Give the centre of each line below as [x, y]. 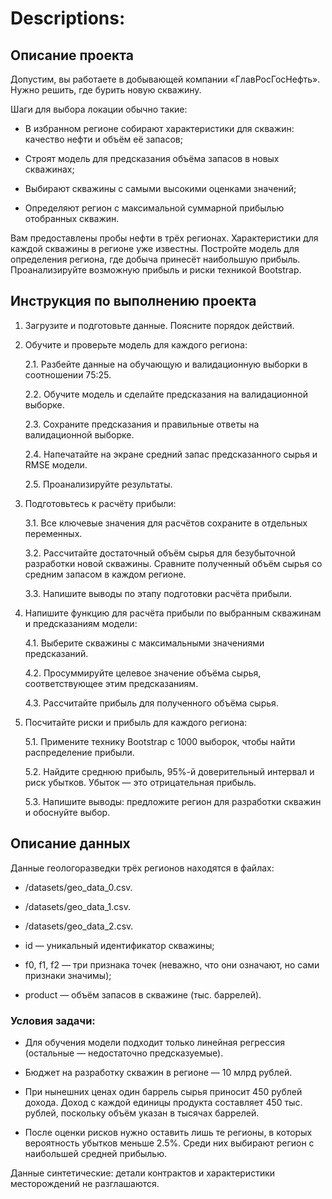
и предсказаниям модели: [81, 623]
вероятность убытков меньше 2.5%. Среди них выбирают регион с [169, 1143]
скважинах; [49, 169]
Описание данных [70, 843]
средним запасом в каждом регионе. [105, 574]
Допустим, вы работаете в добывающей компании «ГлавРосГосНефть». [165, 79]
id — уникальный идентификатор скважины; [119, 945]
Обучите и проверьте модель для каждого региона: [136, 344]
